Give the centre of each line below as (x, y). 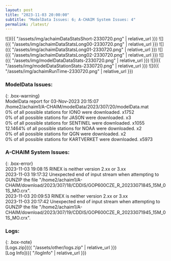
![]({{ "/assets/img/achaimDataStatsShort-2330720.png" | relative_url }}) (82, 39)
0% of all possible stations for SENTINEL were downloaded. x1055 (75, 123)
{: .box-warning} (22, 96)
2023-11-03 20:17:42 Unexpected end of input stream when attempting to (83, 201)
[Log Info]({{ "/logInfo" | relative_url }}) (46, 253)
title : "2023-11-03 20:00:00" (38, 15)
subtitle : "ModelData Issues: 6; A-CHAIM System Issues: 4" (71, 19)
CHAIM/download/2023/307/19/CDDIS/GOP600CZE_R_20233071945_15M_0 (86, 212)
